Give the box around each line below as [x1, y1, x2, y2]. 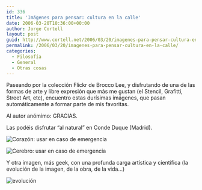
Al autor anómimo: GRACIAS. [6, 112, 78, 119]
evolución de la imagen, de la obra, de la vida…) [6, 165, 125, 173]
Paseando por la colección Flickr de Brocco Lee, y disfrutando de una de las [6, 81, 195, 89]
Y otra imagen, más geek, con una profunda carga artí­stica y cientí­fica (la [6, 159, 188, 166]
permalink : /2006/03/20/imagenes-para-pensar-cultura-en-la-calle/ [6, 43, 179, 49]
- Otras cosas [11, 65, 47, 71]
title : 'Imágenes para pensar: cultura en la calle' [6, 14, 141, 21]
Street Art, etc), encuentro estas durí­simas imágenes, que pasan [6, 94, 167, 101]
